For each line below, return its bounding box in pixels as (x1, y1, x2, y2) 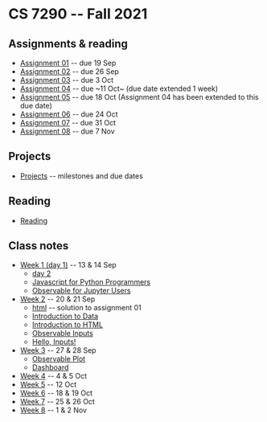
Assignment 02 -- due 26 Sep (19, 67, 119, 76)
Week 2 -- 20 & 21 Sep (19, 294, 96, 304)
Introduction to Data (31, 311, 99, 322)
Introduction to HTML (31, 320, 103, 330)
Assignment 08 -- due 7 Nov (19, 126, 115, 136)
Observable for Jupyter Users (31, 286, 131, 296)
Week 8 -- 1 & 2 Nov (19, 405, 87, 415)
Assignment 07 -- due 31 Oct (19, 118, 117, 127)
